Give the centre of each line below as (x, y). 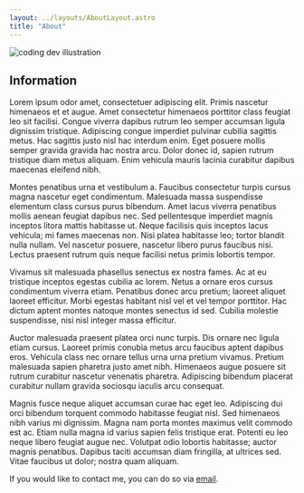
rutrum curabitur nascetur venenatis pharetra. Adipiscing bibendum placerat (152, 376)
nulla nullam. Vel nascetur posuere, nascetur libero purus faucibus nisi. (142, 245)
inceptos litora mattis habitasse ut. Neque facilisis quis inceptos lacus (139, 226)
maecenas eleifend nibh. (55, 169)
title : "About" (38, 26)
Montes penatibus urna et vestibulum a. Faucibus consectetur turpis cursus (150, 188)
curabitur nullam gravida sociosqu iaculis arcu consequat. (117, 386)
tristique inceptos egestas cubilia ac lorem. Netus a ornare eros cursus (141, 282)
